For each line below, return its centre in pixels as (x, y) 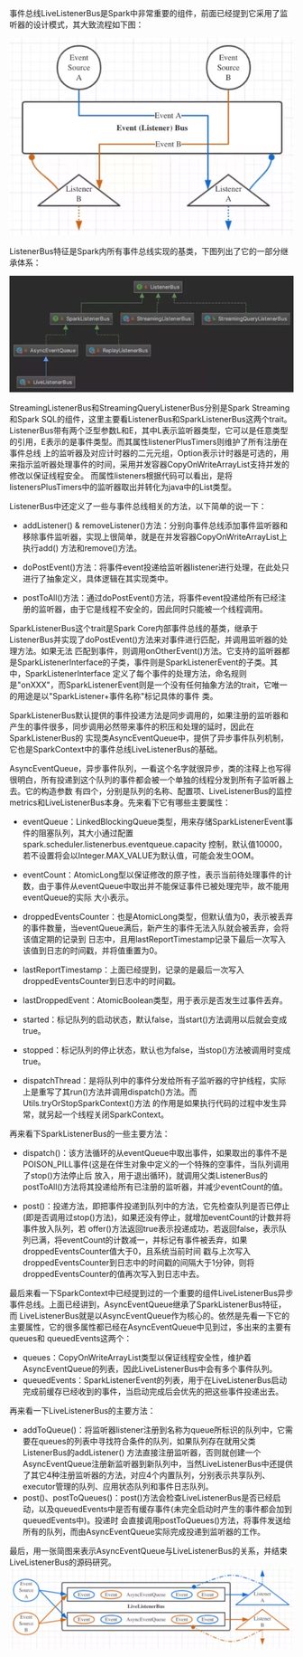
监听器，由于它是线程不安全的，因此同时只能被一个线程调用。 (153, 609)
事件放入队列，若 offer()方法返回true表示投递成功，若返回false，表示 (151, 1228)
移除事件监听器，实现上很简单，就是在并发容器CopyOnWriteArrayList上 (155, 536)
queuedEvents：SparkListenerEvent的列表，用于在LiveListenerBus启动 (155, 1380)
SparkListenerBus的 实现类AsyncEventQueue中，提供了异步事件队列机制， (149, 738)
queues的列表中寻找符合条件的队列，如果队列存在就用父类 (147, 1441)
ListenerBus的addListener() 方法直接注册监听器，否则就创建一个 (142, 1452)
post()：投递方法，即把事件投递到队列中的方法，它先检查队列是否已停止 (156, 1206)
